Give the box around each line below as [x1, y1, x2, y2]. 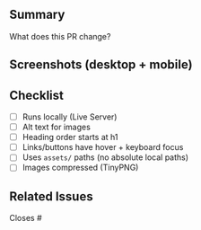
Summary [9, 7, 66, 22]
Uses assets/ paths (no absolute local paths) [22, 152, 189, 163]
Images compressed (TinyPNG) [22, 162, 139, 173]
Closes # [9, 213, 42, 224]
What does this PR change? [9, 31, 111, 41]
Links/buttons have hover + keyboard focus [22, 142, 184, 153]
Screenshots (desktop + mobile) [9, 57, 193, 73]
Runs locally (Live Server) [22, 111, 118, 122]
